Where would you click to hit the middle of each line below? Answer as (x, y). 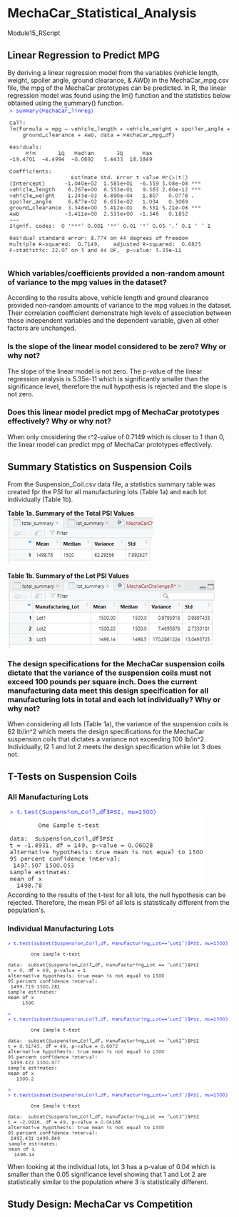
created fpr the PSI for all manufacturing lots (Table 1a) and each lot (107, 491)
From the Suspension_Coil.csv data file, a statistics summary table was (111, 484)
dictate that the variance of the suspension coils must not (110, 673)
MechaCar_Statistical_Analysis (102, 13)
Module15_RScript (34, 33)
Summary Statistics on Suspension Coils (100, 467)
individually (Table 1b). (40, 499)
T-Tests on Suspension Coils (72, 777)
